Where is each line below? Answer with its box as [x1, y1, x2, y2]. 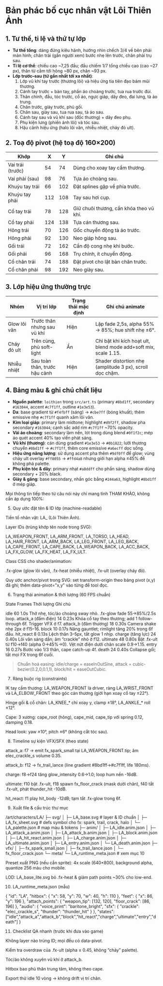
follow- [138, 616, 153, 622]
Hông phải [8, 234, 32, 241]
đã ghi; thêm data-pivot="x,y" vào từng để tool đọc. [5, 582, 108, 588]
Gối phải [8, 250, 27, 257]
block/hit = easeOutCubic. [54, 666, 107, 672]
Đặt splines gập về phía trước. [73, 183, 141, 190]
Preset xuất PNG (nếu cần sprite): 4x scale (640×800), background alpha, [5, 860, 153, 866]
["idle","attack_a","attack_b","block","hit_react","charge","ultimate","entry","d [5, 914, 156, 920]
